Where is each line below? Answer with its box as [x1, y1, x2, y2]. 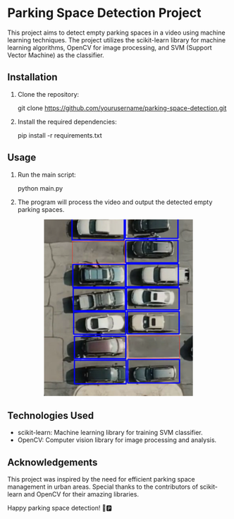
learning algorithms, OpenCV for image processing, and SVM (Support [7, 43, 213, 52]
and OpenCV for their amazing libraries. [23, 490, 140, 499]
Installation [7, 71, 58, 83]
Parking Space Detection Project [7, 5, 202, 21]
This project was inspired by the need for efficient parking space [7, 475, 195, 484]
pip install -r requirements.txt [17, 131, 102, 139]
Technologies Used [7, 410, 94, 422]
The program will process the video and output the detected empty [17, 198, 213, 206]
